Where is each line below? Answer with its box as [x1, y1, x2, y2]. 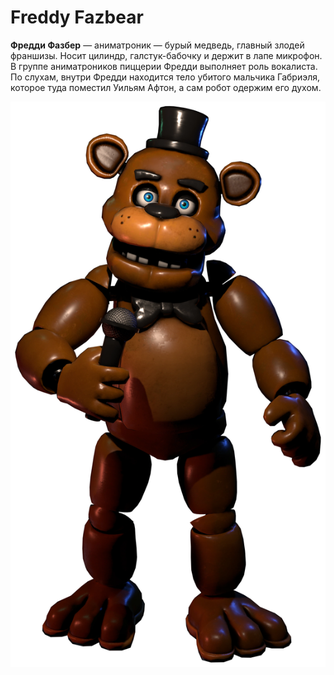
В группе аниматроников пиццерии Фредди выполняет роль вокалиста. [10, 60, 318, 72]
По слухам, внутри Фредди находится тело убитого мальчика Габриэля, [10, 71, 321, 83]
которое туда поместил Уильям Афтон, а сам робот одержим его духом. [10, 81, 322, 93]
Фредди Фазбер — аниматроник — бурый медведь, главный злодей [10, 39, 305, 51]
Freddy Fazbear [10, 6, 144, 29]
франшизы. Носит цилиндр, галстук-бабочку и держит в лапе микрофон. [10, 49, 323, 61]
